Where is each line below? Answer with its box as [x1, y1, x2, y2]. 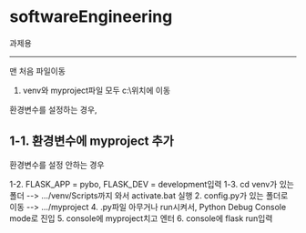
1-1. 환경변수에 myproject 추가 [9, 134, 175, 149]
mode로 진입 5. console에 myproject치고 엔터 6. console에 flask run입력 [9, 212, 273, 224]
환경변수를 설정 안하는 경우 [9, 159, 105, 170]
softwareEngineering [9, 6, 173, 27]
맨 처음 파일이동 [9, 66, 66, 76]
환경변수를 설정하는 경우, [9, 104, 97, 115]
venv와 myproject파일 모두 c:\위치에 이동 [22, 85, 171, 96]
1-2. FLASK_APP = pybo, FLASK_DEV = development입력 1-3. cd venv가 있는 [9, 178, 294, 189]
